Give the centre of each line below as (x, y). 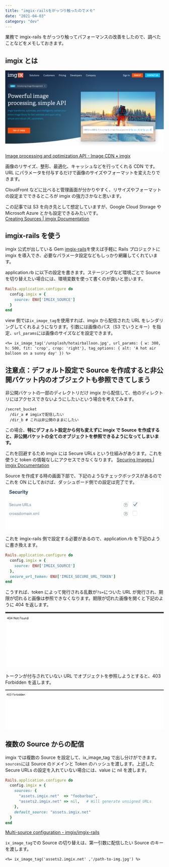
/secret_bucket (21, 409)
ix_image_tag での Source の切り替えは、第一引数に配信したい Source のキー (84, 843)
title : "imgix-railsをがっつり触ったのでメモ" (50, 11)
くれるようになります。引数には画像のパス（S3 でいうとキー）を (90, 327)
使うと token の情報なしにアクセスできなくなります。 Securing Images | (80, 460)
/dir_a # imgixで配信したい (37, 415)
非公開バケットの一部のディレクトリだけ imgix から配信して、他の (73, 393)
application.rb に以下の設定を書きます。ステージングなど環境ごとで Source (83, 272)
